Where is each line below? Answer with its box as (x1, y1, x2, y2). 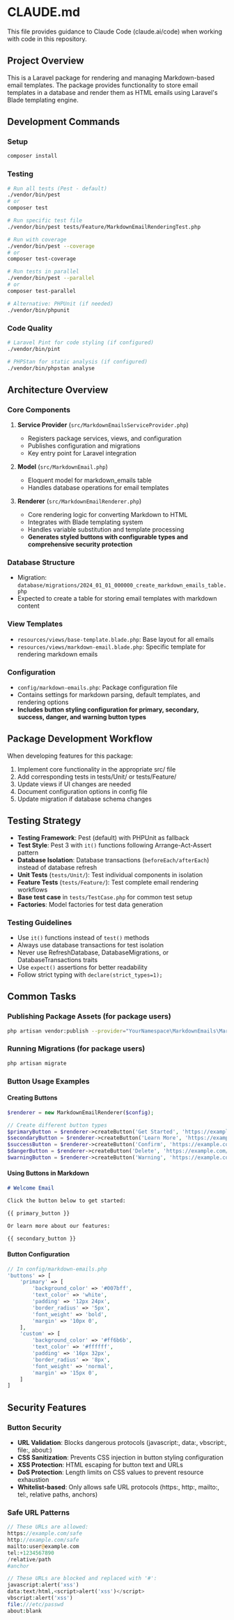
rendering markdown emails (17, 650, 98, 658)
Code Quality (7, 323, 53, 333)
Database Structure (7, 557, 75, 567)
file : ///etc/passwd (7, 1600, 64, 1608)
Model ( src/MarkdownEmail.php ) (17, 463, 108, 471)
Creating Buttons (7, 1093, 58, 1102)
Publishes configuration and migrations (27, 442, 141, 450)
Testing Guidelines (7, 917, 72, 927)
